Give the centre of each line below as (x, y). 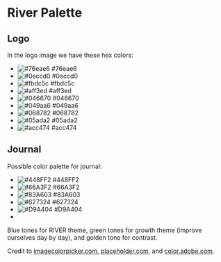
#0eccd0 (65, 76)
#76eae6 (65, 68)
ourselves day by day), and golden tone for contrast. (82, 237)
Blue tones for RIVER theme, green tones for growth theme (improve (105, 230)
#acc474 (64, 128)
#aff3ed (60, 91)
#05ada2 (65, 120)
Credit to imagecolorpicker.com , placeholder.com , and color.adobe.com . (111, 251)
